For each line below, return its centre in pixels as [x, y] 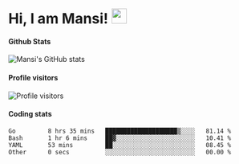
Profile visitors [33, 77]
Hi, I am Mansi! [59, 19]
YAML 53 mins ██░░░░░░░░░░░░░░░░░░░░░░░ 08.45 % [119, 145]
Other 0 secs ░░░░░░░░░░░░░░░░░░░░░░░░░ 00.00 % [119, 152]
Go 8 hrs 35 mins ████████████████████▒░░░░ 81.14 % [119, 131]
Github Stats [30, 41]
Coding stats [30, 114]
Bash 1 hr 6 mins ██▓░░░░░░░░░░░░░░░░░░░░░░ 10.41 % [119, 138]
